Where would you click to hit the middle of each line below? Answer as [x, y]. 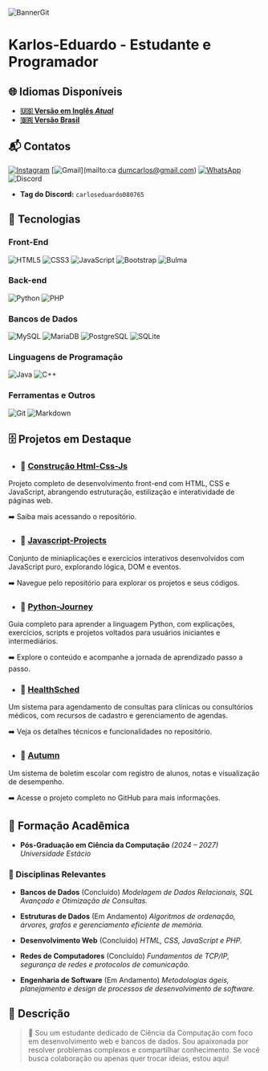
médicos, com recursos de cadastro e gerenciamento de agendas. [118, 716]
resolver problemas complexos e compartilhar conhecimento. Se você [144, 1050]
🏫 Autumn [40, 755]
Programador [53, 62]
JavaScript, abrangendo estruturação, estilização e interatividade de [122, 492]
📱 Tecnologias [45, 220]
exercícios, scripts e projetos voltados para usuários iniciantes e [114, 632]
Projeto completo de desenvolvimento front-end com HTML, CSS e [119, 484]
